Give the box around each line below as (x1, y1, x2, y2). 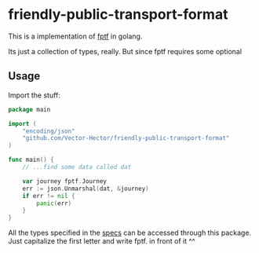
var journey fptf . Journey (22, 177, 108, 185)
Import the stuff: (8, 90, 61, 100)
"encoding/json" (22, 127, 76, 135)
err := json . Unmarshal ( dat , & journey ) (22, 185, 149, 192)
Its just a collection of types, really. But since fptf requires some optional (8, 46, 242, 56)
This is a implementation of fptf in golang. (8, 31, 143, 41)
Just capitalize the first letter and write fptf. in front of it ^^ (8, 236, 196, 246)
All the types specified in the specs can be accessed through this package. (8, 228, 252, 237)
